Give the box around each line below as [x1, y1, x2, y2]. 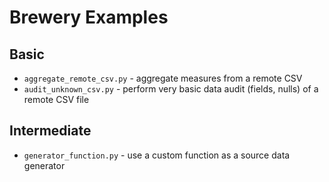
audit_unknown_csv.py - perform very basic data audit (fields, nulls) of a [23, 83, 319, 95]
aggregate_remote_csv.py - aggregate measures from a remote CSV [23, 72, 303, 84]
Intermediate [9, 122, 92, 140]
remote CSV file [23, 94, 90, 105]
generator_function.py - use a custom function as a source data [23, 149, 291, 161]
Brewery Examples [9, 6, 169, 29]
